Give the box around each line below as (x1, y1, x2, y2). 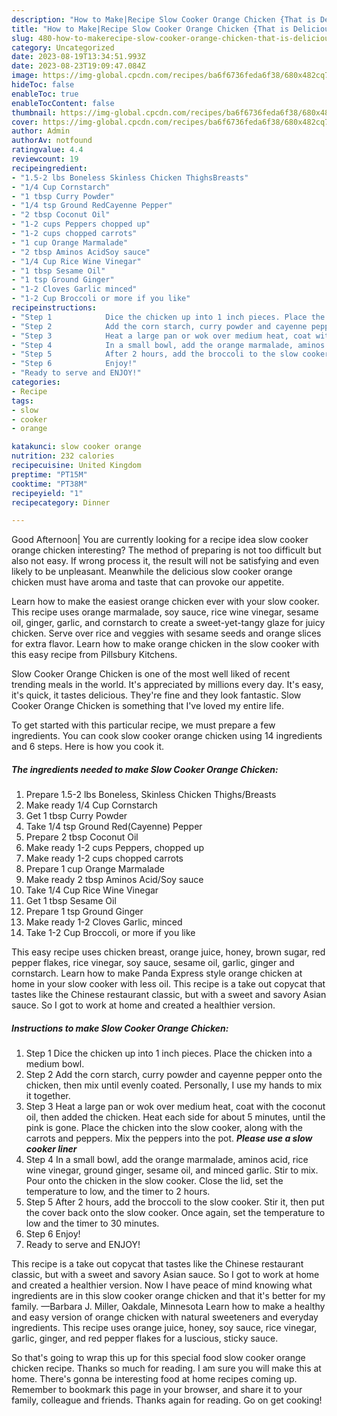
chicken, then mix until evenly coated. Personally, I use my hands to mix (25, 1079, 323, 1091)
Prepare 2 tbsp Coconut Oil (25, 831, 139, 843)
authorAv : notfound (11, 136, 93, 146)
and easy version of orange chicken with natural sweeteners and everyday (11, 1311, 319, 1323)
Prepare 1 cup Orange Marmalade (25, 863, 165, 875)
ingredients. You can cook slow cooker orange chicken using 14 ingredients (11, 730, 323, 742)
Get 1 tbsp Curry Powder (25, 810, 128, 822)
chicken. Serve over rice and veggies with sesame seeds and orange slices (11, 627, 322, 640)
